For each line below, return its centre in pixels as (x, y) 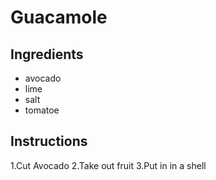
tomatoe (42, 110)
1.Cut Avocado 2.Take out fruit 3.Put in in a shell (108, 165)
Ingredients (47, 54)
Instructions (49, 141)
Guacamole (59, 17)
